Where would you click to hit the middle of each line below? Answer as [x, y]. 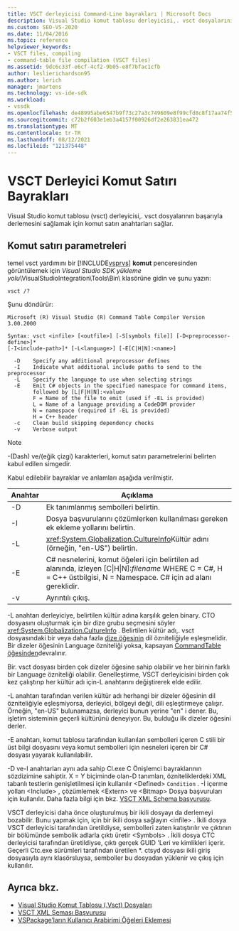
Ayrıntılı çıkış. [68, 598]
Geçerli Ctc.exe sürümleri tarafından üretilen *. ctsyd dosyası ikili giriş [109, 850]
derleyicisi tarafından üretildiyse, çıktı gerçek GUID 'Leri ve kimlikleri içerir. [116, 842]
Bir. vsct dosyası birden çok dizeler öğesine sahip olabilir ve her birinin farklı [118, 667]
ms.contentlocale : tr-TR [44, 133]
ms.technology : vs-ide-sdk [47, 93]
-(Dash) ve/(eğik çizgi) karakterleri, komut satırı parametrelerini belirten [112, 456]
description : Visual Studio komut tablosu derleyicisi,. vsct [101, 21]
